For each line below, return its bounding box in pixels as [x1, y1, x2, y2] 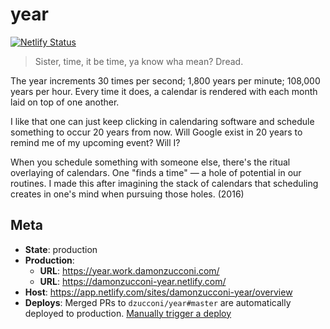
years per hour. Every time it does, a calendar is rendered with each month [10, 85, 318, 97]
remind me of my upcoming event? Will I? [10, 136, 181, 148]
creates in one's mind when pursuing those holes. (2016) [10, 188, 245, 200]
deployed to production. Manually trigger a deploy [24, 307, 232, 319]
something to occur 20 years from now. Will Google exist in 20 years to [10, 126, 303, 138]
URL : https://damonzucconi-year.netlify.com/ [39, 275, 227, 287]
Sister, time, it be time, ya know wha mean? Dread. [34, 55, 244, 67]
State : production [24, 243, 98, 255]
